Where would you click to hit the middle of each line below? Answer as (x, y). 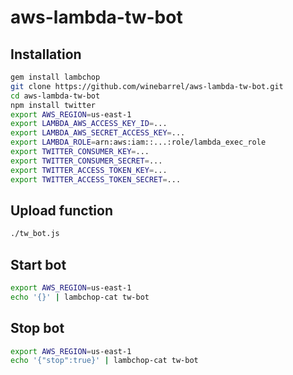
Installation (46, 54)
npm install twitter (53, 105)
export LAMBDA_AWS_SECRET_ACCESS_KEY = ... (98, 133)
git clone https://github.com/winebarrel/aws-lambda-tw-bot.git (147, 86)
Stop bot (37, 328)
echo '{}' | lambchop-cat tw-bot (80, 297)
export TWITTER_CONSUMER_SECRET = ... (86, 161)
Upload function (61, 210)
